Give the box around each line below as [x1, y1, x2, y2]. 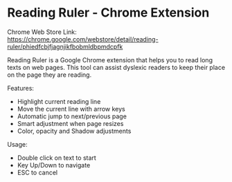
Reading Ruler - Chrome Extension [7, 5, 210, 21]
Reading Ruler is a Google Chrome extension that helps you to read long [7, 55, 213, 64]
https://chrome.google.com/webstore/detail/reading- [7, 35, 159, 43]
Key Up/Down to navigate [17, 161, 91, 169]
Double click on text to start [17, 154, 97, 162]
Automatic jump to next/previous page [17, 112, 127, 120]
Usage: [7, 140, 28, 148]
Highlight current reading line [17, 97, 101, 105]
